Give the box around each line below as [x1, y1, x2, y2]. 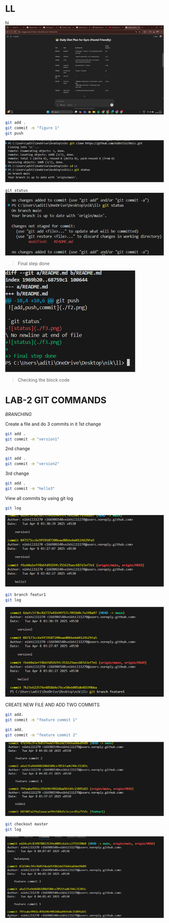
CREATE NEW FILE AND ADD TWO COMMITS [5, 702, 100, 708]
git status [5, 188, 28, 193]
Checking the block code [17, 377, 70, 383]
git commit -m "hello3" [5, 486, 55, 491]
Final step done [17, 260, 50, 266]
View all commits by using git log [5, 495, 73, 501]
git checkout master [5, 822, 49, 827]
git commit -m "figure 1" [5, 125, 59, 131]
